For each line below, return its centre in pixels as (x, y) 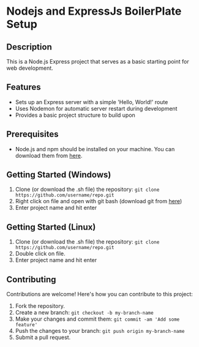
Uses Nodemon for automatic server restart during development (96, 108)
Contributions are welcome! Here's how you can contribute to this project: (99, 294)
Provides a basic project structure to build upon (75, 115)
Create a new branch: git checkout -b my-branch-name (84, 313)
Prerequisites (32, 134)
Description (29, 47)
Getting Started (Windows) (59, 175)
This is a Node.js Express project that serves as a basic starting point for (98, 62)
